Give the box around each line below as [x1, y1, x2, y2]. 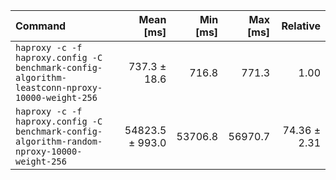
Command [15, 19, 67, 33]
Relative [281, 19, 321, 33]
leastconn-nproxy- [15, 82, 103, 93]
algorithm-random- [15, 136, 103, 147]
